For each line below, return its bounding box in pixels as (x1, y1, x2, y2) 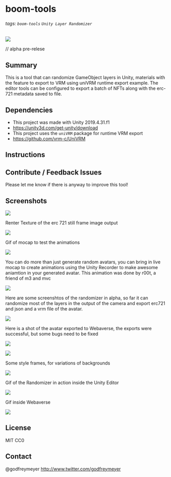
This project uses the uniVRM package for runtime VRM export (12, 130, 143, 137)
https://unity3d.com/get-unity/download (12, 125, 99, 131)
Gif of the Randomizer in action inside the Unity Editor (5, 379, 119, 386)
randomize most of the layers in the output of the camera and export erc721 (5, 300, 165, 307)
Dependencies (5, 106, 53, 115)
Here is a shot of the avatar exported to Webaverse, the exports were (5, 326, 152, 332)
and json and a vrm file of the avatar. (5, 306, 83, 312)
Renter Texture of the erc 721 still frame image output (5, 220, 118, 226)
